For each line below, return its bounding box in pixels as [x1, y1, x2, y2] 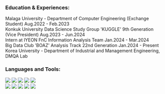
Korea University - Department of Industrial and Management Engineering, [5, 48, 160, 54]
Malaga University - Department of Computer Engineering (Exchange [5, 16, 149, 22]
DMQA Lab [5, 53, 28, 59]
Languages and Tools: [5, 66, 61, 73]
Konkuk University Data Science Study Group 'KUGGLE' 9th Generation [5, 26, 154, 32]
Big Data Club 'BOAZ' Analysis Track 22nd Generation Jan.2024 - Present [5, 42, 159, 49]
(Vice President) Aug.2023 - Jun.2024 [5, 32, 85, 38]
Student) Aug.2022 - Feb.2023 [5, 21, 70, 27]
